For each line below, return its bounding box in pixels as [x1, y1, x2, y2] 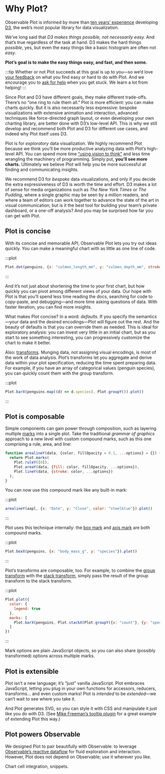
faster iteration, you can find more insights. [5, 304, 92, 310]
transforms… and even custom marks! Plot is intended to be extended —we [5, 691, 156, 697]
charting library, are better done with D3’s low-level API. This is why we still [5, 120, 158, 126]
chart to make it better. [5, 340, 51, 346]
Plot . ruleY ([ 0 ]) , [14, 460, 50, 465]
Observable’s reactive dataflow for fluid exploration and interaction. [5, 748, 141, 754]
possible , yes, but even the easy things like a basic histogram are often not [5, 44, 156, 50]
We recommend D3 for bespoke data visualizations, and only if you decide [5, 176, 156, 182]
